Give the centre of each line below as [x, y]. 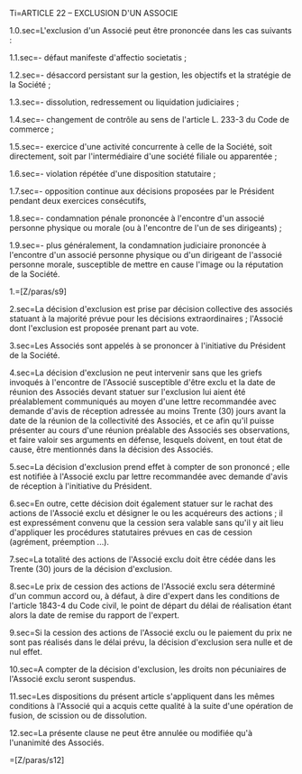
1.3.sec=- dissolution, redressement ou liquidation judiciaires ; [124, 102]
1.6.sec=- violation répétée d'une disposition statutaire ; [113, 174]
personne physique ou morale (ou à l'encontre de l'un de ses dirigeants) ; [146, 228]
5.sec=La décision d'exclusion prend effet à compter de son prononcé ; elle [150, 467]
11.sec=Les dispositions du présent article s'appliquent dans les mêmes [142, 696]
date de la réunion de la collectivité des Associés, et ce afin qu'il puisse [142, 420]
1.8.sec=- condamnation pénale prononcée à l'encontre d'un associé [137, 218]
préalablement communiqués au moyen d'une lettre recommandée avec [143, 401]
